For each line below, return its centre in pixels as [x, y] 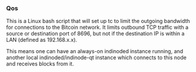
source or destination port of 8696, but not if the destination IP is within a [95, 34]
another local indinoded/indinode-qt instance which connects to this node [96, 58]
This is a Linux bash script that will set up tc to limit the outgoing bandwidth [98, 21]
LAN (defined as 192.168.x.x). [42, 40]
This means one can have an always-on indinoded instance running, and [95, 51]
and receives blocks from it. [40, 64]
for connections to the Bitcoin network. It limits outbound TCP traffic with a [97, 27]
